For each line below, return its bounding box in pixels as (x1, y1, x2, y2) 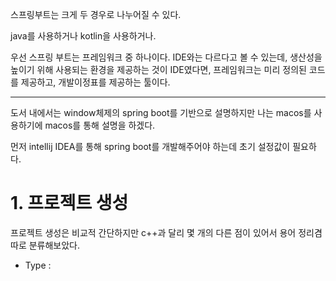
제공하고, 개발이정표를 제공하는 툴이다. (20, 76, 171, 88)
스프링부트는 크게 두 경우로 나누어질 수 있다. (10, 9, 182, 20)
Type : (24, 259, 52, 271)
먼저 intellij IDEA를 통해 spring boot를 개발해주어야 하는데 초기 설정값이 (10, 141, 291, 152)
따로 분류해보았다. (10, 239, 81, 251)
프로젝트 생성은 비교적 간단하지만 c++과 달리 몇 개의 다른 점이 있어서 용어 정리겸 (10, 226, 323, 238)
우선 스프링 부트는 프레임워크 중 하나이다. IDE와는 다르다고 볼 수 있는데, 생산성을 (10, 51, 323, 63)
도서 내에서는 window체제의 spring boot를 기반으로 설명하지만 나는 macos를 (10, 107, 312, 118)
